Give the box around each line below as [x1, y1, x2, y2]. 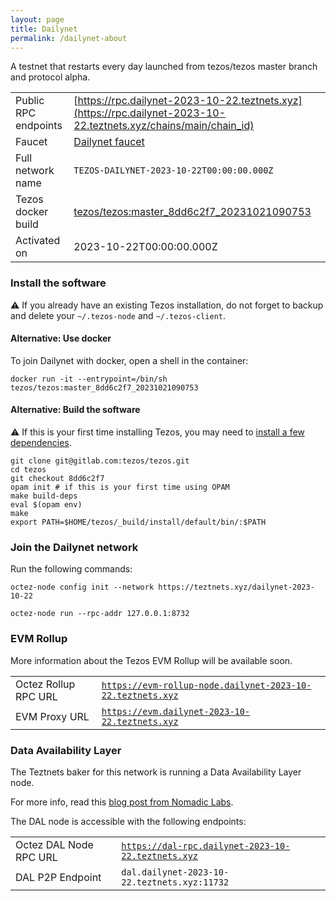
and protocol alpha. [10, 71, 91, 83]
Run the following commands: [10, 563, 133, 575]
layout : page [10, 14, 65, 25]
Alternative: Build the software [10, 404, 141, 416]
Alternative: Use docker [10, 332, 112, 345]
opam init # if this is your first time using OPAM [10, 482, 230, 493]
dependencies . [10, 437, 72, 449]
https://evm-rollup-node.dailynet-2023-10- [101, 679, 312, 691]
